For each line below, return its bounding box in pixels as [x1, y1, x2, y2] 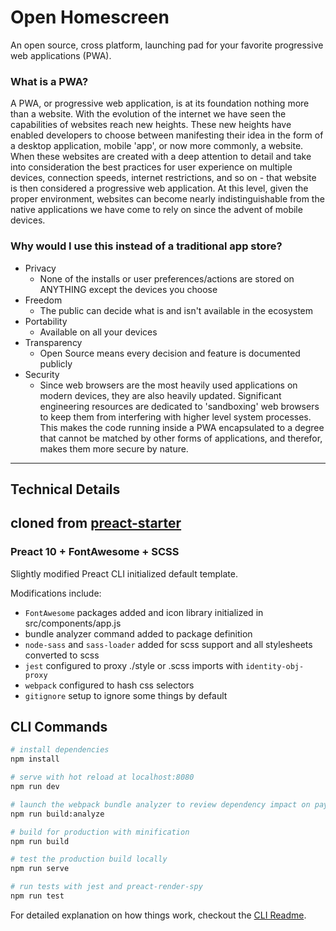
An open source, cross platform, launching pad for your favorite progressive [10, 39, 324, 51]
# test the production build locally [10, 854, 168, 865]
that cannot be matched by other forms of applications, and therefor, [39, 432, 323, 444]
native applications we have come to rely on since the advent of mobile [10, 204, 303, 216]
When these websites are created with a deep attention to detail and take [10, 151, 312, 163]
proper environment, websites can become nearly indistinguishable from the [10, 193, 325, 205]
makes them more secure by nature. [39, 442, 189, 455]
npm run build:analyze [10, 809, 105, 819]
